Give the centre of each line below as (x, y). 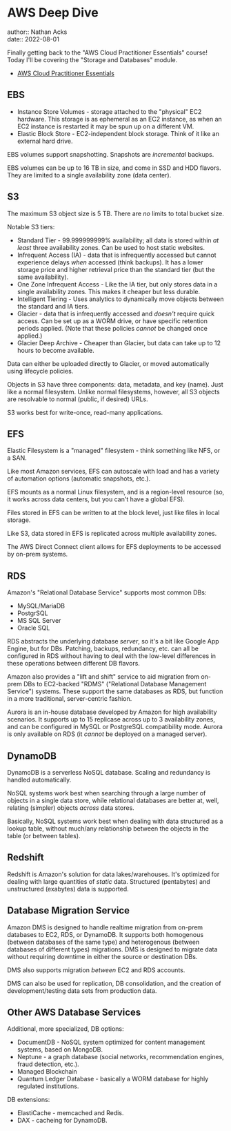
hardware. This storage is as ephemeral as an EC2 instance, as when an (119, 119)
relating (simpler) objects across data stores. (71, 808)
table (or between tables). (44, 836)
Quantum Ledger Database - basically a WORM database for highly (113, 1079)
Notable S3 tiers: (31, 226)
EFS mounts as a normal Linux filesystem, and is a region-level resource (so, (116, 492)
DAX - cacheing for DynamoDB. (62, 1121)
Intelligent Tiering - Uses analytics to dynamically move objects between (120, 299)
